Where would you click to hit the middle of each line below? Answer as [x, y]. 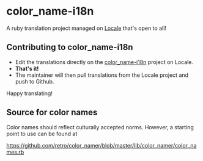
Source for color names [52, 113]
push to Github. [35, 81]
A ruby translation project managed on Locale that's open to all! [87, 28]
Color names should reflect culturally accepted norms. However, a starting [100, 127]
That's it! [27, 68]
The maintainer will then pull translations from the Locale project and [102, 75]
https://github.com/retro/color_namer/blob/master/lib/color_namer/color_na [102, 145]
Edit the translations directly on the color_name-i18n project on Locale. [104, 62]
